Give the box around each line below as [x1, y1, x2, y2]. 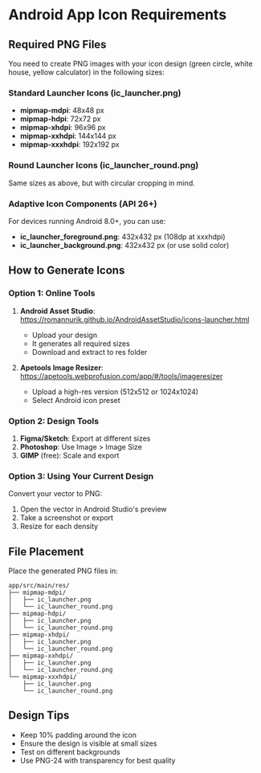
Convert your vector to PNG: [8, 489, 103, 498]
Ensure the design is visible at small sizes [19, 738, 157, 748]
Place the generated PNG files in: [8, 566, 118, 576]
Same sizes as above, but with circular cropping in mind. [8, 178, 195, 188]
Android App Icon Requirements [8, 6, 227, 24]
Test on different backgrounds [19, 747, 120, 756]
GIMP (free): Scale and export [19, 450, 120, 460]
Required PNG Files [8, 38, 107, 51]
